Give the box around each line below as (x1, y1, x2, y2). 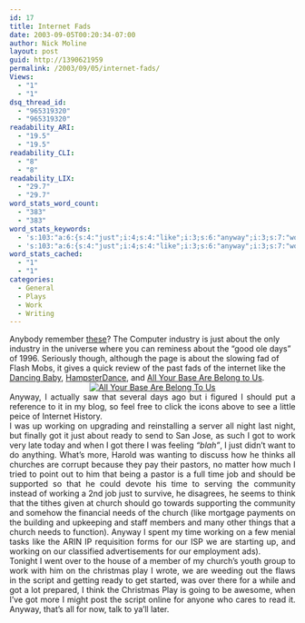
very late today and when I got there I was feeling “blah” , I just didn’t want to (9, 440, 296, 450)
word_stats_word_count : (9, 199, 100, 209)
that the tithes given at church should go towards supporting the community (9, 498, 296, 509)
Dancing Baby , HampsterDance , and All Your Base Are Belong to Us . (9, 372, 265, 383)
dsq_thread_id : (9, 97, 67, 107)
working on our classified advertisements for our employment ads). (9, 546, 261, 557)
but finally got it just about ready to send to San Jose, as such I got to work (9, 430, 296, 441)
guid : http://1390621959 (9, 55, 103, 64)
